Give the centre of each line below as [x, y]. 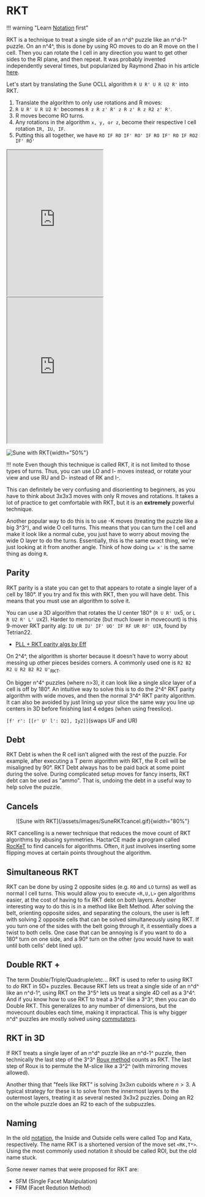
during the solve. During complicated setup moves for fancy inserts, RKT [98, 774]
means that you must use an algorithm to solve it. [68, 601]
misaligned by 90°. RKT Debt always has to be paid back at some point [95, 768]
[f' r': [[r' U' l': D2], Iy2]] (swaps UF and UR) [72, 720]
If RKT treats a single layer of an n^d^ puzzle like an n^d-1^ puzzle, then [96, 1053]
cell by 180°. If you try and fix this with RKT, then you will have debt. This [98, 594]
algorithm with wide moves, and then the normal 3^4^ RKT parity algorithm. [101, 695]
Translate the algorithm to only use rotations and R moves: [89, 103]
